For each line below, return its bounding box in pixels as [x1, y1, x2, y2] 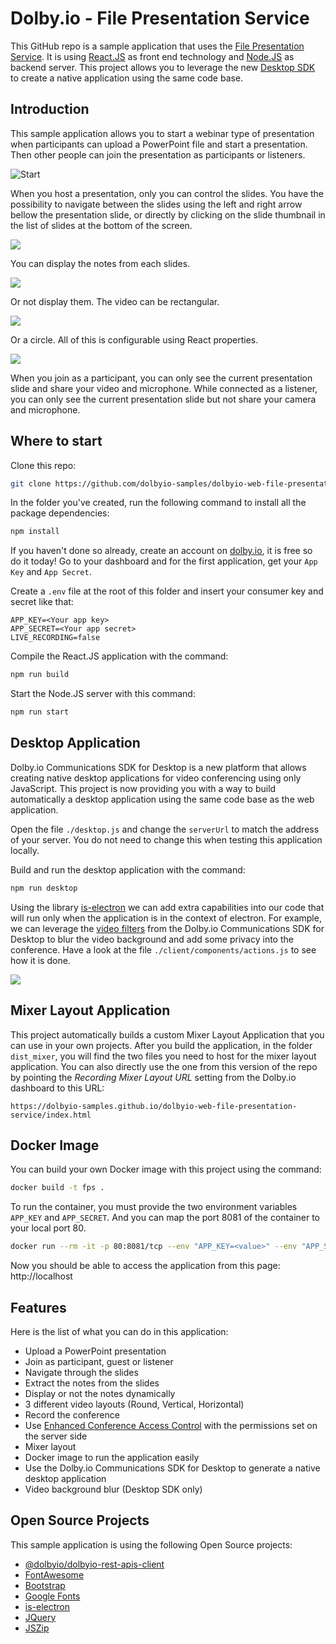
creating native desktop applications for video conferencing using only [10, 772, 302, 784]
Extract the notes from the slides [24, 1377, 160, 1389]
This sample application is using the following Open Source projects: [10, 1538, 293, 1551]
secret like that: [10, 596, 74, 608]
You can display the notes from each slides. [10, 257, 191, 269]
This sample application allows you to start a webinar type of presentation [10, 127, 315, 139]
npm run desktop [10, 883, 78, 893]
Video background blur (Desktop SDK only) [24, 1483, 203, 1495]
